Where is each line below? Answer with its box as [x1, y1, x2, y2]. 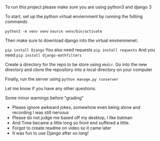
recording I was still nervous [12, 109, 69, 115]
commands [5, 19, 28, 24]
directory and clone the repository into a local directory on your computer [5, 67, 153, 72]
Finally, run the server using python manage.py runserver [5, 76, 119, 82]
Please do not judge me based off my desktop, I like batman [12, 115, 133, 121]
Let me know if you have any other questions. [5, 86, 96, 91]
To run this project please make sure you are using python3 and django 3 [5, 4, 152, 10]
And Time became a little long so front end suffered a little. [12, 120, 130, 125]
